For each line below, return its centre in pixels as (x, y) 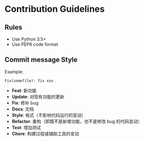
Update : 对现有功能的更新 (38, 97)
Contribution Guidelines (55, 9)
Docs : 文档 (23, 109)
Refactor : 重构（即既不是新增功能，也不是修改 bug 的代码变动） (77, 121)
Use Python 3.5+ (29, 39)
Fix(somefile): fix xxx (29, 81)
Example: (14, 71)
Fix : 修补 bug (25, 103)
